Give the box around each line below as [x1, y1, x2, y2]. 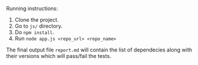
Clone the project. [14, 16, 59, 23]
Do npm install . [14, 29, 55, 36]
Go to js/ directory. [14, 23, 63, 29]
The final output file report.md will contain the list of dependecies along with [6, 46, 193, 53]
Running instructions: [6, 5, 58, 12]
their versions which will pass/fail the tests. [6, 53, 111, 59]
